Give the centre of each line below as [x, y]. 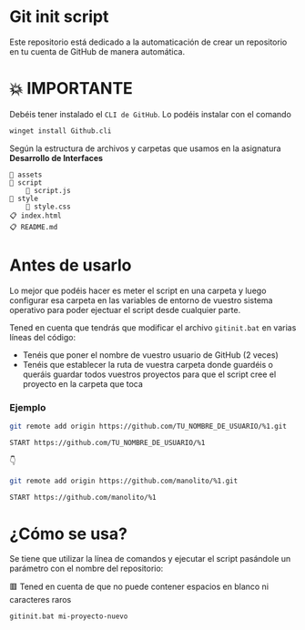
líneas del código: [42, 337]
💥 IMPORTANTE [71, 89]
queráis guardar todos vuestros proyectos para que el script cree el [149, 374]
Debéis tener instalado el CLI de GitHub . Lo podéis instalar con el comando [150, 114]
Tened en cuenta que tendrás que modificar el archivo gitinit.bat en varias [153, 327]
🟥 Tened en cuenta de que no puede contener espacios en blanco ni [139, 587]
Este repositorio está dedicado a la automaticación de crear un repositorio [148, 42]
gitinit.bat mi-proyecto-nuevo [69, 616]
